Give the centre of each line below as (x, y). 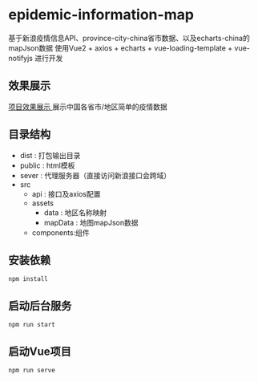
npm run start (32, 325)
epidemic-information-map (101, 15)
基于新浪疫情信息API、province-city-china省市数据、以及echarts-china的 (129, 38)
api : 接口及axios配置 (67, 193)
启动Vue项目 (40, 351)
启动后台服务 (40, 305)
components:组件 (60, 232)
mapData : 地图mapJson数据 (91, 222)
